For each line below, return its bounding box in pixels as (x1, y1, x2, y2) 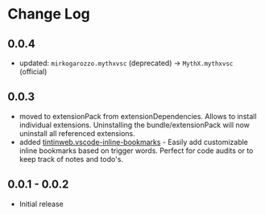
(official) (19, 67, 48, 76)
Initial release (19, 199, 64, 209)
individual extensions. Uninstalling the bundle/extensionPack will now (19, 120, 251, 130)
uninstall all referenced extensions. (19, 128, 135, 138)
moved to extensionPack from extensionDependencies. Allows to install (19, 111, 257, 121)
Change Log (7, 5, 90, 23)
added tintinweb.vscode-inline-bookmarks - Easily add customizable (19, 137, 249, 147)
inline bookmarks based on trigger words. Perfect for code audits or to (19, 146, 254, 155)
